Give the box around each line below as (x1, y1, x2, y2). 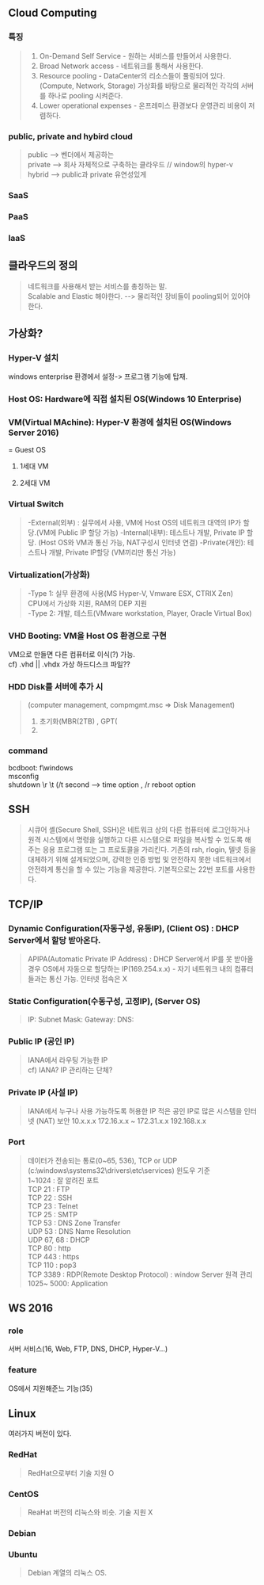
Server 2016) (8, 427, 59, 438)
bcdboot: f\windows (8, 762, 74, 772)
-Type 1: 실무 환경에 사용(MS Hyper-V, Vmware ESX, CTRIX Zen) (27, 589, 234, 598)
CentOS (8, 1488, 40, 1499)
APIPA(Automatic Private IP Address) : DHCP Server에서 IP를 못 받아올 (27, 954, 254, 964)
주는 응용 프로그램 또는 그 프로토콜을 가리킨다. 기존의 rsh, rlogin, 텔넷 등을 (27, 844, 257, 854)
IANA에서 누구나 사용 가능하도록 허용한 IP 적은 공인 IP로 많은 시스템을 (27, 1106, 243, 1116)
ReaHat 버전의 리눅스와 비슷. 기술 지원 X (27, 1507, 153, 1517)
